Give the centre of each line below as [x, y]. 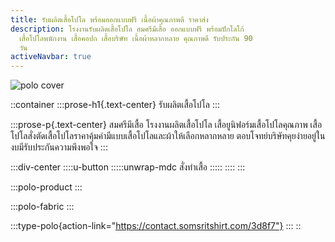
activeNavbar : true [51, 57]
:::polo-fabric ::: [42, 207]
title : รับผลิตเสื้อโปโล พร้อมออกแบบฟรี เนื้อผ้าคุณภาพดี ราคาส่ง [109, 19]
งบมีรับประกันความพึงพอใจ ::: [59, 147]
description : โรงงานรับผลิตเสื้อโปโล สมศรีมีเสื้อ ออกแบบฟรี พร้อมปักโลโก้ [127, 29]
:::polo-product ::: [46, 187]
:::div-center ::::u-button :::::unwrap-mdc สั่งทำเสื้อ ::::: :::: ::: [128, 167]
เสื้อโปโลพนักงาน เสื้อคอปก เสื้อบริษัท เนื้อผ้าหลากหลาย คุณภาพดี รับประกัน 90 [136, 38]
